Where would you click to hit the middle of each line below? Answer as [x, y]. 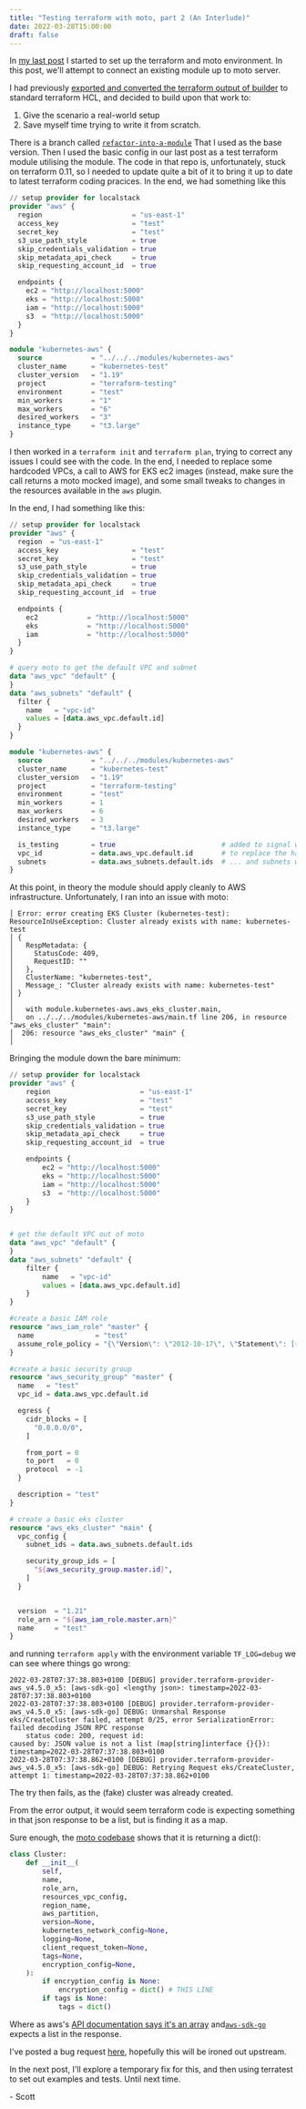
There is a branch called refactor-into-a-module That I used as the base [146, 143]
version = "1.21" [53, 1611]
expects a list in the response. [66, 2033]
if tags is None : [75, 1999]
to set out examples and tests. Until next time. [95, 2079]
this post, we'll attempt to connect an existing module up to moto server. [145, 70]
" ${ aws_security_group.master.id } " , [103, 1570]
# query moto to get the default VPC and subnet [103, 668]
